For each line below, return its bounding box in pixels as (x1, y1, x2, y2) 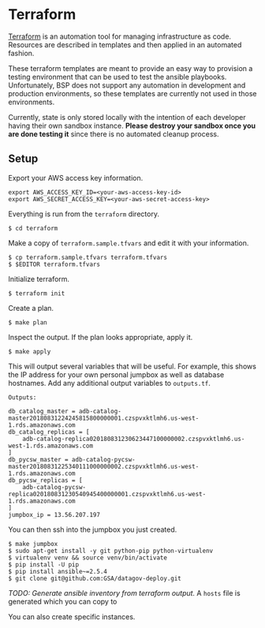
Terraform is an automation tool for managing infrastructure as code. (8, 32, 231, 41)
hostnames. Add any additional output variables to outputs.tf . (8, 378, 211, 387)
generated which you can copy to (8, 596, 118, 606)
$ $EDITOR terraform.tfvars (8, 260, 101, 268)
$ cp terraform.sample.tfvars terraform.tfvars (8, 253, 168, 261)
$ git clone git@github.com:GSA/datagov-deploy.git (8, 574, 181, 582)
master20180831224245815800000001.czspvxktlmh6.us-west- (8, 414, 200, 422)
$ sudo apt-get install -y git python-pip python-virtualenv (8, 547, 214, 555)
